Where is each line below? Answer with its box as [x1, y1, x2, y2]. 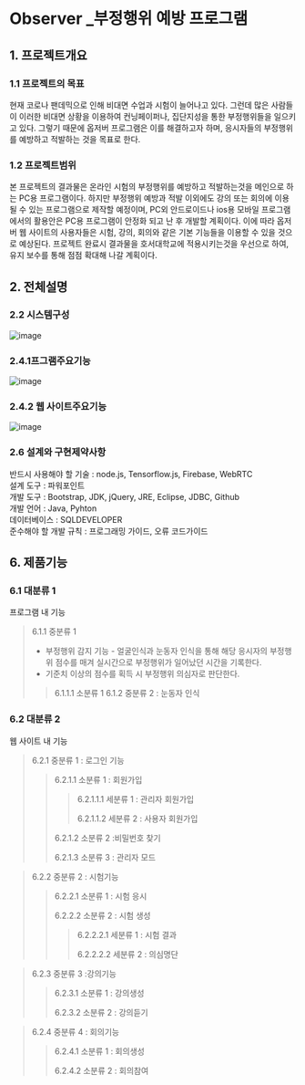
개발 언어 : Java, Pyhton [9, 503, 97, 514]
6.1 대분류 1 [9, 585, 56, 598]
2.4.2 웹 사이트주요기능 [9, 401, 107, 413]
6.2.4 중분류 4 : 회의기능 [31, 1026, 120, 1037]
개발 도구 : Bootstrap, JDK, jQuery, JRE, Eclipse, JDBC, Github [9, 491, 239, 502]
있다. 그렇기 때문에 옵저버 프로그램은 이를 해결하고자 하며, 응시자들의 [18, 122, 262, 133]
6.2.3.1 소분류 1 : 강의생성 [54, 987, 145, 998]
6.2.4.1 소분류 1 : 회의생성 [54, 1046, 146, 1057]
